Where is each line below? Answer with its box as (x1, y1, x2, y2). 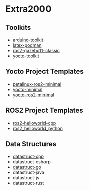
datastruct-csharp (12, 159, 51, 165)
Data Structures (5, 140, 57, 148)
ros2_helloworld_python (12, 125, 63, 131)
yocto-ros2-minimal (12, 92, 54, 98)
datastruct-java (12, 169, 45, 175)
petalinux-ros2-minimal (12, 81, 62, 87)
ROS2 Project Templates (5, 106, 83, 115)
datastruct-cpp (12, 153, 45, 160)
